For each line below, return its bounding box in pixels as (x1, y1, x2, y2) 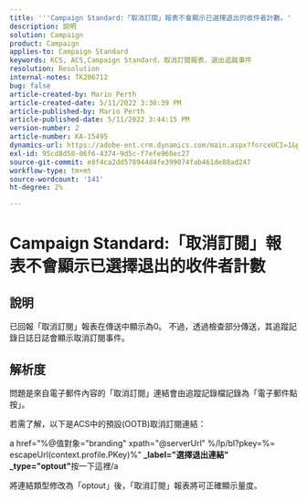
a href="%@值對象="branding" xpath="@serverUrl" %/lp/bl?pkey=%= (9, 437, 276, 448)
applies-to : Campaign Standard (9, 47, 129, 57)
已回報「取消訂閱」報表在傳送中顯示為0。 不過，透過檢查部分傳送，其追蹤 (9, 321, 290, 332)
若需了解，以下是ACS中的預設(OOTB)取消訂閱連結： (9, 418, 206, 429)
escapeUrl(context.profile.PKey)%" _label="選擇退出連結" (9, 449, 229, 460)
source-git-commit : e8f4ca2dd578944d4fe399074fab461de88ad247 (9, 157, 251, 167)
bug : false (9, 81, 51, 90)
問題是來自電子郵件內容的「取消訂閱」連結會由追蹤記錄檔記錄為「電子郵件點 (9, 387, 298, 398)
